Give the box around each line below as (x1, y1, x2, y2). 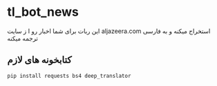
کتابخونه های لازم (7, 54, 73, 66)
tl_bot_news (7, 4, 79, 20)
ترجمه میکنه (7, 34, 38, 42)
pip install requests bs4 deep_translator (7, 72, 131, 79)
